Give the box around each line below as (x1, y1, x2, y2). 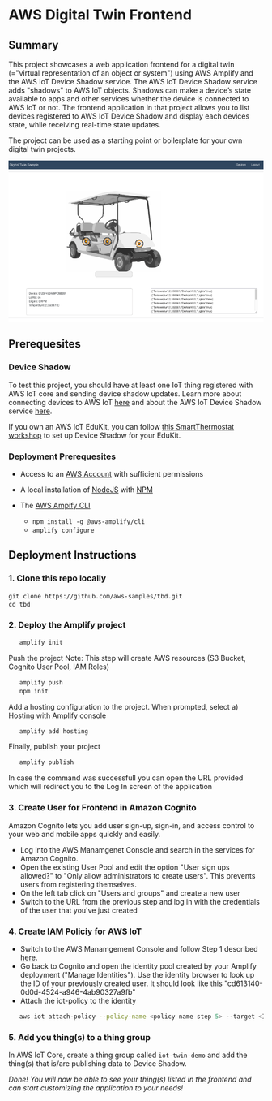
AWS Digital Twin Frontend (8, 6, 193, 24)
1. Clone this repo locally (8, 572, 107, 584)
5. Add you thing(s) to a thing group (8, 1031, 151, 1043)
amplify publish (19, 758, 74, 766)
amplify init (19, 638, 63, 646)
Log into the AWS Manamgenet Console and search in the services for (19, 844, 255, 854)
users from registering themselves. (19, 879, 138, 889)
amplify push (19, 678, 63, 687)
